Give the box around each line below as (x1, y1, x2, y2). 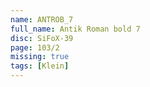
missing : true (10, 52, 70, 62)
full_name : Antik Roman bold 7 (10, 24, 141, 34)
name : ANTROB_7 (10, 14, 74, 25)
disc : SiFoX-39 (10, 33, 74, 43)
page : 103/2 (10, 42, 60, 53)
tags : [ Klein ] (10, 61, 70, 71)
